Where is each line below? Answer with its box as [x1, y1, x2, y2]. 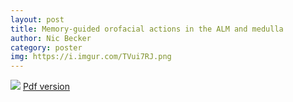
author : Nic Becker [10, 33, 92, 43]
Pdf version [22, 81, 70, 93]
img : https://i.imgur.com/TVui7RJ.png [10, 52, 172, 62]
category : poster [10, 42, 83, 53]
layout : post [10, 14, 65, 25]
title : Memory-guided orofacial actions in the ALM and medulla [10, 24, 284, 34]
